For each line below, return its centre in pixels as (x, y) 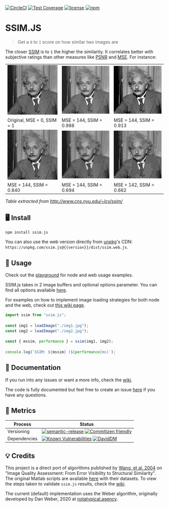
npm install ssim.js (27, 233)
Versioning (19, 432)
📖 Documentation (33, 368)
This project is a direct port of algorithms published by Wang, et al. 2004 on (84, 468)
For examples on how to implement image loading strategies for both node (82, 300)
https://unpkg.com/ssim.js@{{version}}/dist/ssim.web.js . (67, 247)
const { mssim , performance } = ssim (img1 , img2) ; (59, 342)
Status (87, 424)
